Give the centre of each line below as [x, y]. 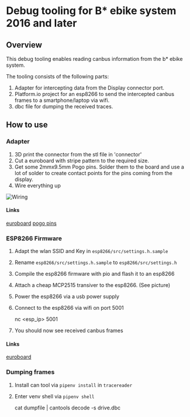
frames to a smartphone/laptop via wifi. [62, 100]
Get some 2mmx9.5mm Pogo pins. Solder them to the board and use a [99, 167]
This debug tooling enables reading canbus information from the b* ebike [94, 59]
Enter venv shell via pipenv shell [54, 396]
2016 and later [42, 23]
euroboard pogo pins [31, 223]
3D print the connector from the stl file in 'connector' [78, 154]
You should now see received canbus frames [69, 331]
